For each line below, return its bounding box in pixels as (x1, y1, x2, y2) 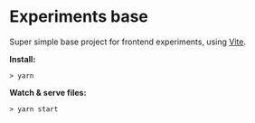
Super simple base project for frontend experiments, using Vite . (9, 36, 247, 47)
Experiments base (9, 6, 149, 27)
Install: (9, 53, 36, 64)
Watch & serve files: (9, 87, 87, 98)
